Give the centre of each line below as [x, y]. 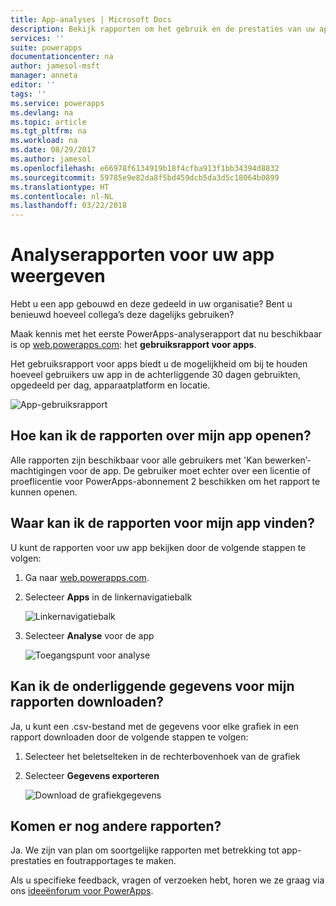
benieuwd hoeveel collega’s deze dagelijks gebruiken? [122, 315]
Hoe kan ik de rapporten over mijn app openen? [161, 436]
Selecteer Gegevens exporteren [92, 775]
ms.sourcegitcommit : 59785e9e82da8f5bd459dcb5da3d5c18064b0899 [145, 177]
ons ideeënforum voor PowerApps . [82, 891]
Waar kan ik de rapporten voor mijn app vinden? [162, 523]
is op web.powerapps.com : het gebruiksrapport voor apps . [133, 345]
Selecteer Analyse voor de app [89, 635]
